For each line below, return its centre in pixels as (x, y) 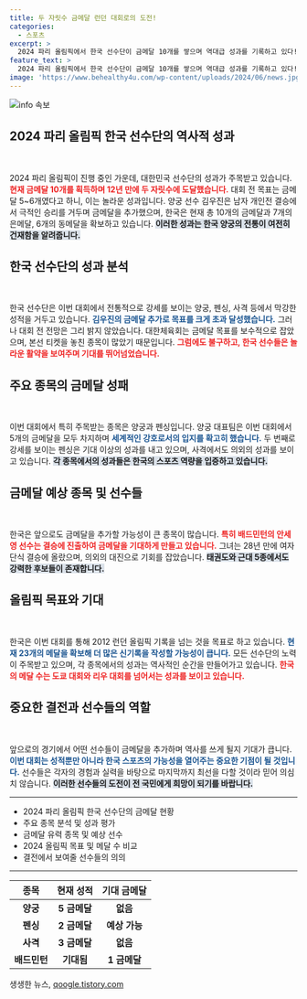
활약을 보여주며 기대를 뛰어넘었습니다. (93, 354)
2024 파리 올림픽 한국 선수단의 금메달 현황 (99, 811)
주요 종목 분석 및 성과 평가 (69, 822)
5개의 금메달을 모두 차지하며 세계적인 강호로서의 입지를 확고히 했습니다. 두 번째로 (153, 438)
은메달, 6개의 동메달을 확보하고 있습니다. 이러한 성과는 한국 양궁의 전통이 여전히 (150, 223)
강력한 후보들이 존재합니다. (57, 569)
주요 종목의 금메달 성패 (69, 385)
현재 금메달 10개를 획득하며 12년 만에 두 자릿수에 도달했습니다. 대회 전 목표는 (145, 189)
